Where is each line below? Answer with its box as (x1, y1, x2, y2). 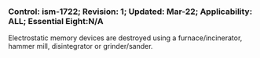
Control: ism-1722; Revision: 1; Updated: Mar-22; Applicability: (8, 6, 253, 17)
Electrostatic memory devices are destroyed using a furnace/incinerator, (8, 33, 243, 43)
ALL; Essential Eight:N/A (8, 15, 104, 26)
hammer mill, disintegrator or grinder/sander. (8, 42, 153, 51)
